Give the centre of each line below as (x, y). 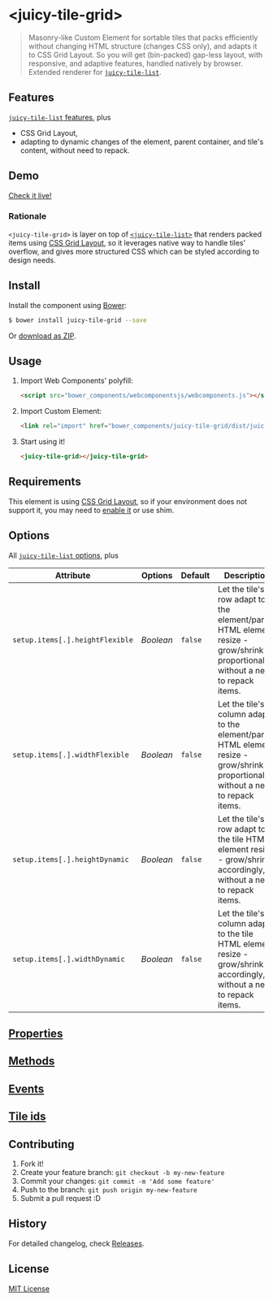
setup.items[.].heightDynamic (71, 859)
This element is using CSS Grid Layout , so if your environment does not (128, 501)
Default (195, 575)
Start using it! (43, 442)
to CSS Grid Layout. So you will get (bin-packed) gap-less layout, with (145, 54)
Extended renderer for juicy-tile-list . (95, 72)
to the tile (236, 933)
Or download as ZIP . (42, 336)
